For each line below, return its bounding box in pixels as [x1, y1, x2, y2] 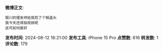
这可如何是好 [5, 26, 28, 31]
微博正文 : [5, 5, 24, 10]
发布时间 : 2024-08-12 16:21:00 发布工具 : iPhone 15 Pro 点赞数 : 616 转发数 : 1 [5, 35, 159, 40]
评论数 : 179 [5, 41, 28, 47]
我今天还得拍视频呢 [5, 20, 39, 25]
